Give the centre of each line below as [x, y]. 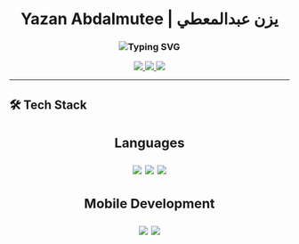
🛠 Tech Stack [48, 105]
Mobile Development [149, 203]
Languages [149, 142]
